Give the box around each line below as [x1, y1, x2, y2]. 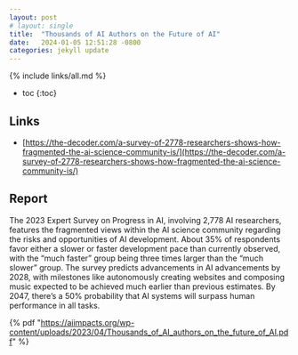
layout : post [9, 12, 58, 22]
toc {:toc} [21, 88, 58, 99]
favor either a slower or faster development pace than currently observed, [9, 243, 281, 254]
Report [9, 191, 48, 206]
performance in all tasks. [9, 300, 101, 311]
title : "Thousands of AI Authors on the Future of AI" [9, 29, 221, 38]
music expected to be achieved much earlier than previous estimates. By [9, 281, 276, 292]
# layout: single [9, 21, 74, 30]
